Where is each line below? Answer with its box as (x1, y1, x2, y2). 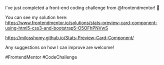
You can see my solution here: (5, 14, 67, 20)
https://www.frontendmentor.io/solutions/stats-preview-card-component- (5, 20, 157, 25)
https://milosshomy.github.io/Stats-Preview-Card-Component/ (5, 35, 134, 40)
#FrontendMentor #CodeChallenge (5, 54, 77, 60)
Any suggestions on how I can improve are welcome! (5, 44, 114, 50)
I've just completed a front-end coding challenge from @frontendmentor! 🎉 (5, 5, 160, 10)
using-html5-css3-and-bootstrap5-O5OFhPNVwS (5, 25, 108, 31)
